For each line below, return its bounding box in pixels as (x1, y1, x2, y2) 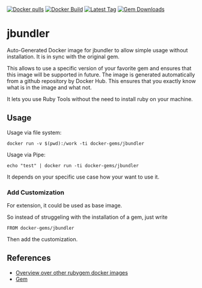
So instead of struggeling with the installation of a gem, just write (7, 213, 168, 221)
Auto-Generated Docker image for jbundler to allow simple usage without (7, 46, 188, 54)
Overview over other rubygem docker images (15, 269, 128, 276)
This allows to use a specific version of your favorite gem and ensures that (7, 64, 192, 72)
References (7, 253, 51, 263)
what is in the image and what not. (7, 84, 92, 91)
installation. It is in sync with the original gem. (7, 53, 120, 60)
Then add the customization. (7, 236, 78, 243)
